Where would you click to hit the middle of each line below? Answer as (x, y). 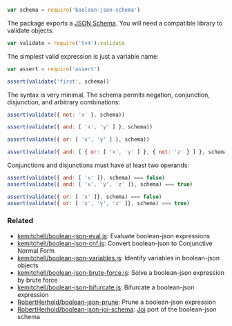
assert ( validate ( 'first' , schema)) (58, 81)
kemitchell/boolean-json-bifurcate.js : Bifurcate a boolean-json (106, 287)
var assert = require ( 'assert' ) (54, 69)
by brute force (37, 280)
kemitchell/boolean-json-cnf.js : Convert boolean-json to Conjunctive (115, 243)
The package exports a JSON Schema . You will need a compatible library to (115, 23)
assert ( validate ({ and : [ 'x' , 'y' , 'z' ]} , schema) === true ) (100, 184)
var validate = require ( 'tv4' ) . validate (66, 43)
